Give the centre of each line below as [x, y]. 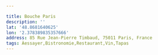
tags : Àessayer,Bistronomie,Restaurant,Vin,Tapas [68, 43]
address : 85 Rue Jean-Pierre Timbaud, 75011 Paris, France [79, 38]
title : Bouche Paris [31, 16]
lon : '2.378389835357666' [37, 32]
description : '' [26, 22]
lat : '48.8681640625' [32, 27]
